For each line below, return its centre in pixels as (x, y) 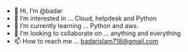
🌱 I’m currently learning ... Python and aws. (76, 26)
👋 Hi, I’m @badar (38, 11)
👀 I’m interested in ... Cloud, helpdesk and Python (85, 18)
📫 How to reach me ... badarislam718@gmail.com (86, 41)
